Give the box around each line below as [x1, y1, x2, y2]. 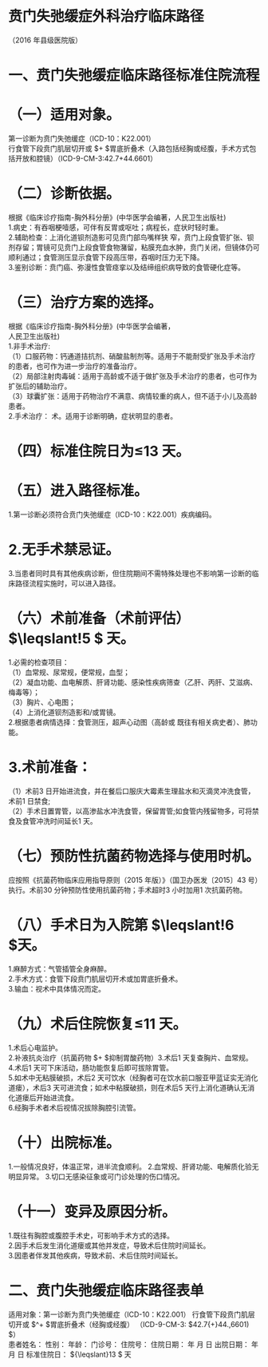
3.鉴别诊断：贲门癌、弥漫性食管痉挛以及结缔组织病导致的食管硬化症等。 [8, 263, 246, 272]
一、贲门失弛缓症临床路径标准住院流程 [8, 66, 261, 85]
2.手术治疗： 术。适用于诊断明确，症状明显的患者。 [8, 411, 178, 420]
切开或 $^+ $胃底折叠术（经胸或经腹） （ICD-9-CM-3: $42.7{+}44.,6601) [8, 1319, 250, 1329]
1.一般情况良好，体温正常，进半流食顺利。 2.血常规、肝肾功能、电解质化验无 [8, 1162, 259, 1171]
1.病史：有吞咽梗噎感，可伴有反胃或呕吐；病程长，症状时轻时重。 [8, 223, 223, 232]
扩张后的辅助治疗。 [8, 381, 72, 391]
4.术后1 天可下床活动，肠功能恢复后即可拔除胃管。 [8, 1063, 174, 1072]
